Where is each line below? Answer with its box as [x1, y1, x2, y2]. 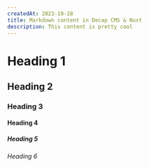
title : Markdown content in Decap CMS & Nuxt [7, 17, 142, 24]
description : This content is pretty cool [7, 23, 133, 30]
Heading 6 [7, 152, 38, 161]
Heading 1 [7, 53, 66, 69]
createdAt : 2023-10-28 [7, 10, 73, 17]
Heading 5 [7, 135, 38, 143]
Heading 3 [7, 102, 43, 111]
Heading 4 [7, 119, 38, 127]
